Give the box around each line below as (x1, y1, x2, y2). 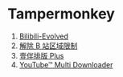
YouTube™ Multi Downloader (18, 59, 113, 69)
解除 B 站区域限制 (18, 41, 78, 51)
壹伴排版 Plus (18, 51, 64, 60)
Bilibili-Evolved (18, 31, 69, 41)
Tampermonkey (7, 5, 116, 23)
